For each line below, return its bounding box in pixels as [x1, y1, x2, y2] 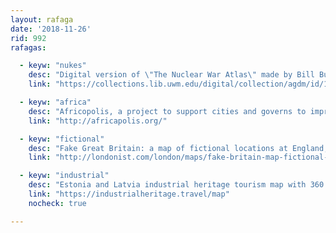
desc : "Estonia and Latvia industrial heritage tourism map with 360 [28, 180, 325, 190]
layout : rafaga [10, 14, 74, 25]
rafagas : [10, 42, 47, 53]
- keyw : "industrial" [19, 171, 110, 181]
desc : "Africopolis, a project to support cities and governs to [28, 106, 307, 116]
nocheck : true [28, 198, 87, 208]
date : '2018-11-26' [10, 24, 92, 34]
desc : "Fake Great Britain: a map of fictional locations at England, [28, 143, 329, 153]
